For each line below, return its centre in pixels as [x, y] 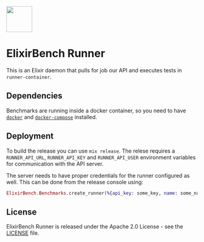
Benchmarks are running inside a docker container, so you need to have [96, 110]
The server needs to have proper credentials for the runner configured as [98, 175]
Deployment [30, 136]
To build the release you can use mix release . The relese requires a [91, 151]
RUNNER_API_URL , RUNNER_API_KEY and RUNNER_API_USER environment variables [101, 157]
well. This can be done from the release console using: [75, 182]
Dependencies [34, 96]
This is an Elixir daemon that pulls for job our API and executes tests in [94, 70]
